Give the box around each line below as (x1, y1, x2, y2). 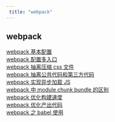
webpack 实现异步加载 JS (6, 78, 71, 86)
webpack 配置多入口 (6, 56, 57, 63)
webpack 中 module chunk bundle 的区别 (6, 86, 109, 93)
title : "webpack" (8, 8, 53, 15)
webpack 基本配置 (6, 48, 53, 55)
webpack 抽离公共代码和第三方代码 (6, 71, 95, 78)
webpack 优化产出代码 (6, 101, 63, 109)
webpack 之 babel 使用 (6, 109, 64, 116)
